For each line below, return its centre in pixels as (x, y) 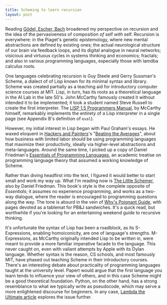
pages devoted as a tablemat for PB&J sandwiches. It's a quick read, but (80, 207)
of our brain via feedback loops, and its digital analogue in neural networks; (83, 50)
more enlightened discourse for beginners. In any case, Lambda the (75, 291)
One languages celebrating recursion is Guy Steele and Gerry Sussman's (81, 76)
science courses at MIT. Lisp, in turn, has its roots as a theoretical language (83, 92)
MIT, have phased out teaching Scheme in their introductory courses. (77, 259)
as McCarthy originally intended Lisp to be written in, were (93, 238)
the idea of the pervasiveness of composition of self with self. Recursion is (82, 34)
